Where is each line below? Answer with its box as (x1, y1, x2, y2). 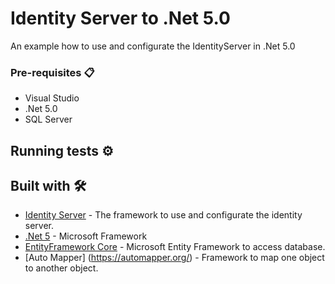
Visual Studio (24, 92, 80, 104)
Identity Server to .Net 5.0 (10, 7, 231, 30)
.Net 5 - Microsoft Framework (24, 230, 148, 242)
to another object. (24, 262, 99, 274)
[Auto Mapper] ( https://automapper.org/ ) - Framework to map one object (24, 252, 325, 264)
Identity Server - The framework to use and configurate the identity (24, 209, 303, 221)
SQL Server (24, 113, 73, 126)
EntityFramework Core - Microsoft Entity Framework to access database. (24, 241, 326, 253)
